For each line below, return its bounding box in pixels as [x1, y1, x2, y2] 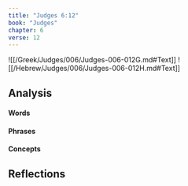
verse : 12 [8, 33, 41, 42]
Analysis [8, 86, 53, 99]
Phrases [8, 126, 36, 136]
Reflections [8, 167, 66, 180]
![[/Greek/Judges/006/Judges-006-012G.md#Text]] [8, 55, 177, 65]
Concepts [8, 144, 41, 154]
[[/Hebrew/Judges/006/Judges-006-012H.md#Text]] [8, 64, 181, 73]
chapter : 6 [8, 26, 44, 34]
